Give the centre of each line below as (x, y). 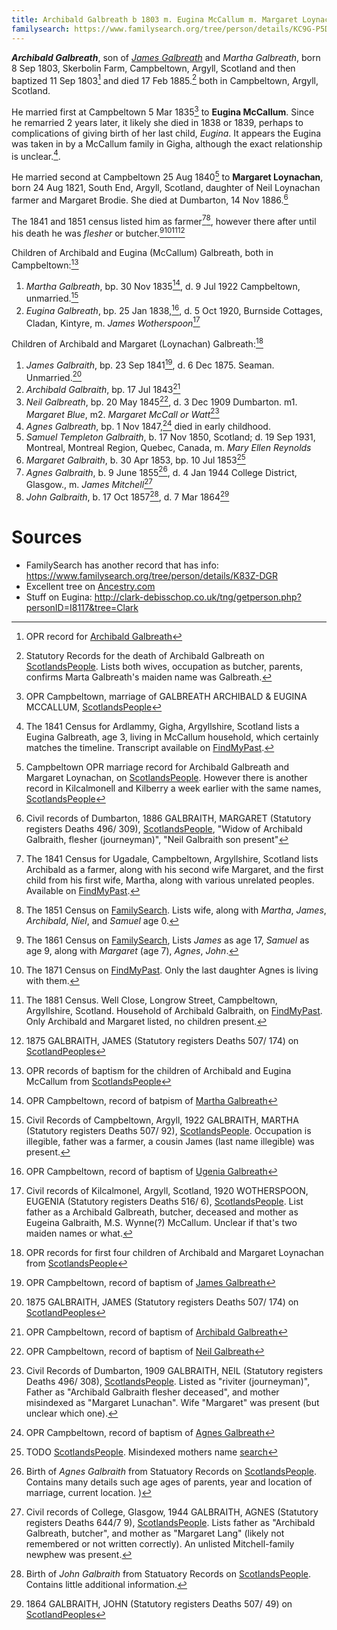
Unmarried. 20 (54, 376)
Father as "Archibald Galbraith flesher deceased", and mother (152, 1392)
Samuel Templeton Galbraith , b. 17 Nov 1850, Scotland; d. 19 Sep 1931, (170, 437)
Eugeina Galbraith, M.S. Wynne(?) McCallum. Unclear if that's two (161, 1222)
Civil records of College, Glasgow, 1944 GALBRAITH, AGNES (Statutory (172, 1512)
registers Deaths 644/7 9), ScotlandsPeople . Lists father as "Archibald (170, 1522)
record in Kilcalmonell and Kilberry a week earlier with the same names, (173, 788)
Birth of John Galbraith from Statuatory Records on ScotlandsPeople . (168, 1573)
